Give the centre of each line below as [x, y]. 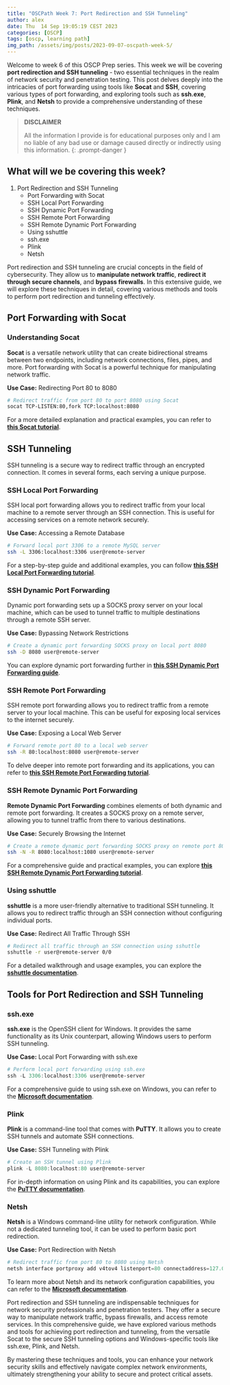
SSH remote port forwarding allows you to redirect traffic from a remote [108, 706]
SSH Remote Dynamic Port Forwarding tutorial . [75, 872]
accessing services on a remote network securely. [78, 520]
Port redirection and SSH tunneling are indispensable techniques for [103, 1302]
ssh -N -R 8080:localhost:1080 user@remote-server [81, 853]
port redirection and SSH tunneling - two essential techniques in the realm [113, 72]
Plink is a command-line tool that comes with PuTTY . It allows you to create [114, 1129]
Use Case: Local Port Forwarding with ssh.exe [73, 1057]
